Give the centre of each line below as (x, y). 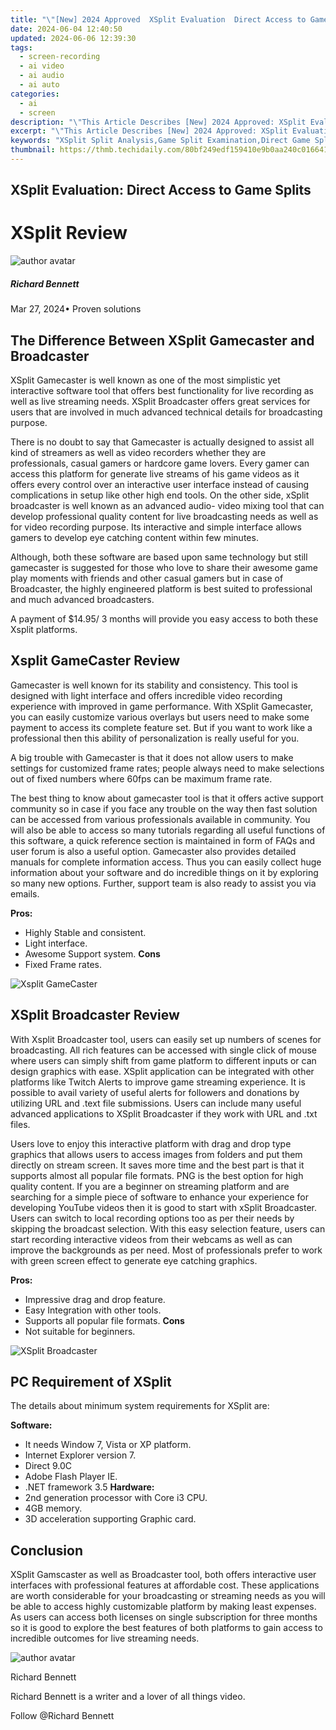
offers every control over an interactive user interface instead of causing (160, 484)
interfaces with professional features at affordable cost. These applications (165, 1585)
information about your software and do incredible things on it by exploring (164, 872)
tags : (21, 47)
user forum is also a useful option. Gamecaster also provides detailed (153, 851)
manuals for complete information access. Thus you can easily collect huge (166, 862)
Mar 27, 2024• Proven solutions (76, 309)
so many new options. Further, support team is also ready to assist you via (163, 883)
